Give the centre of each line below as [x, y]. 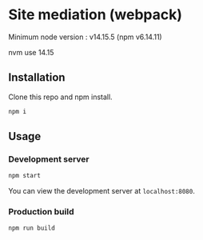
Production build [41, 212]
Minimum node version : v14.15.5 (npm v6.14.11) [85, 37]
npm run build [32, 228]
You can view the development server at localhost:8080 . [102, 191]
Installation [37, 78]
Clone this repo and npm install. [61, 97]
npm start [25, 176]
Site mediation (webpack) [95, 15]
